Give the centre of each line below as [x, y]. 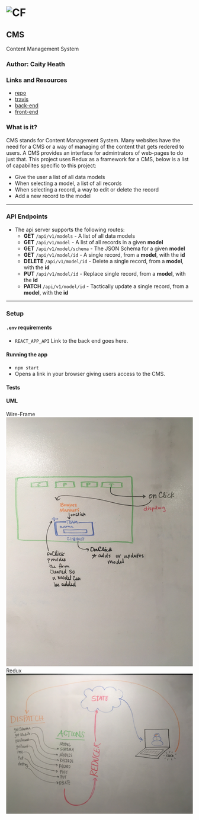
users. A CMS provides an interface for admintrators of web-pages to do [95, 153]
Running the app [27, 354]
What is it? [22, 127]
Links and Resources [37, 80]
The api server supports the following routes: [70, 229]
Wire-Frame [21, 414]
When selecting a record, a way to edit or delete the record [86, 189]
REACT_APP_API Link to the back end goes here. [71, 340]
